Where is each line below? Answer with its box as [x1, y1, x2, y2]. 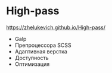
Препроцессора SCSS [14, 42, 71, 49]
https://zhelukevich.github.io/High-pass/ [6, 24, 106, 31]
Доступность [14, 54, 49, 61]
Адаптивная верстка [14, 47, 67, 55]
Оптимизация [14, 61, 49, 68]
